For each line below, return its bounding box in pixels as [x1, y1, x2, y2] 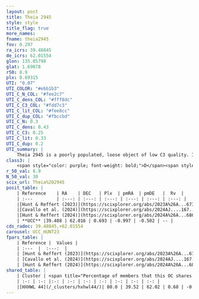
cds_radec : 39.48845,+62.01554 [6, 223, 84, 229]
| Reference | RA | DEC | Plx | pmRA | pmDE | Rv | [17, 190, 184, 196]
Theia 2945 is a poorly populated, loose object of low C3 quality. [17, 152, 190, 157]
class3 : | [6, 157, 31, 163]
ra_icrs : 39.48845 [6, 47, 52, 53]
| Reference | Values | [17, 240, 78, 246]
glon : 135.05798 [6, 58, 46, 64]
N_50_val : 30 [6, 174, 38, 180]
